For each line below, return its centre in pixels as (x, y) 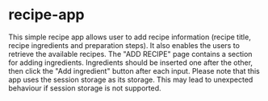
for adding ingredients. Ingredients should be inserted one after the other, (130, 63)
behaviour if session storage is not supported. (85, 88)
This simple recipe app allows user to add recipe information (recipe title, (130, 37)
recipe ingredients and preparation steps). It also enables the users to (124, 45)
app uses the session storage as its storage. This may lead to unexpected (131, 79)
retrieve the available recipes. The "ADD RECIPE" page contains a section (130, 54)
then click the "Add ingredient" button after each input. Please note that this (134, 71)
